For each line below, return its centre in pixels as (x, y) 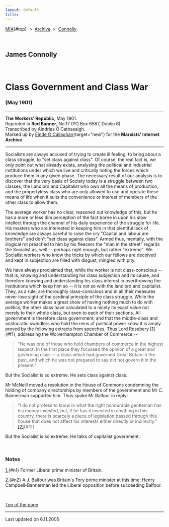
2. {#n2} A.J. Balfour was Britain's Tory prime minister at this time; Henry (80, 480)
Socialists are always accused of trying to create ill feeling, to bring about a (83, 154)
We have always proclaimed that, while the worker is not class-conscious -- (84, 270)
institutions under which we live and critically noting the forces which (77, 170)
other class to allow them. (32, 202)
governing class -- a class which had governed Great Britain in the (86, 354)
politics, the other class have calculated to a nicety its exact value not (77, 307)
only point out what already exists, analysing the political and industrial (78, 165)
